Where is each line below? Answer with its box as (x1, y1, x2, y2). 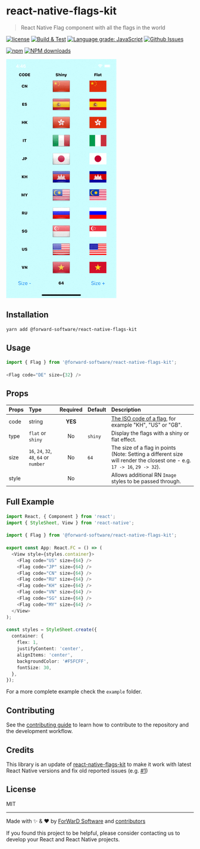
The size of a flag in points (111, 444, 176, 452)
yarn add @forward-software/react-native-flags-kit (6, 326, 137, 332)
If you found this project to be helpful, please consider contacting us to (6, 829, 180, 836)
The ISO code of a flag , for (111, 415, 176, 422)
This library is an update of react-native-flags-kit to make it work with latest (6, 761, 192, 768)
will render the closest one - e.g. (111, 457, 192, 464)
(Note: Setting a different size (111, 450, 183, 458)
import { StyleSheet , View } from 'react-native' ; (6, 520, 135, 526)
